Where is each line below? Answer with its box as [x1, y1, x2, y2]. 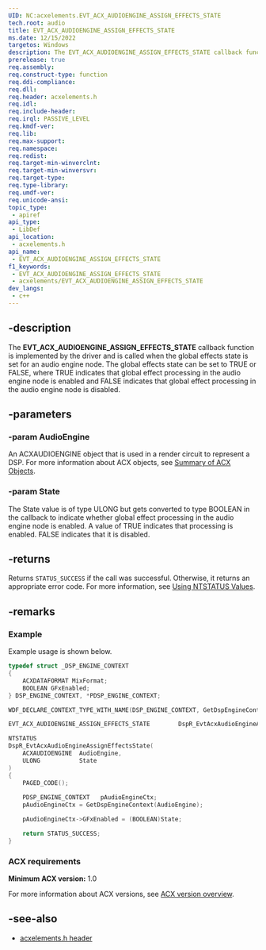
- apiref [11, 211, 41, 219]
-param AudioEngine [8, 432, 90, 442]
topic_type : [8, 203, 47, 211]
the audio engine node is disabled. [8, 384, 121, 394]
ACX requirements [8, 856, 82, 867]
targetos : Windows [8, 41, 69, 49]
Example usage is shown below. [8, 647, 112, 656]
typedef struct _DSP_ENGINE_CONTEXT [8, 662, 129, 671]
